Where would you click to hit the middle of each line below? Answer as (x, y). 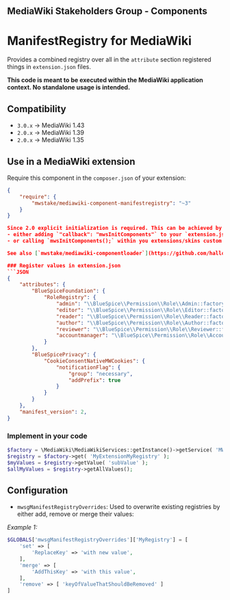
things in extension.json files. (49, 67)
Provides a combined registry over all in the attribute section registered (109, 60)
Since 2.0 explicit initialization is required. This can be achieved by (115, 229)
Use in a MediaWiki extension (71, 161)
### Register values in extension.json (64, 265)
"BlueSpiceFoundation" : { (69, 291)
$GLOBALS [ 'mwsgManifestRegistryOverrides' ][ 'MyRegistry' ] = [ (98, 540)
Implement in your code (47, 436)
